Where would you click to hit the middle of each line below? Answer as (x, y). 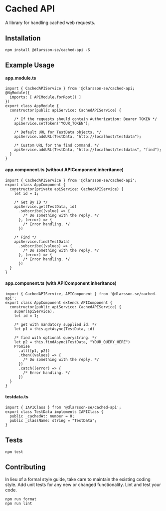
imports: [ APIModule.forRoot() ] (45, 97)
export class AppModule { (32, 106)
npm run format (21, 499)
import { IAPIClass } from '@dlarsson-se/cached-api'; (63, 407)
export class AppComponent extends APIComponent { (59, 303)
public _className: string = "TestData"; (53, 420)
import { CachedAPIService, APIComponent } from (57, 294)
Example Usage (30, 65)
